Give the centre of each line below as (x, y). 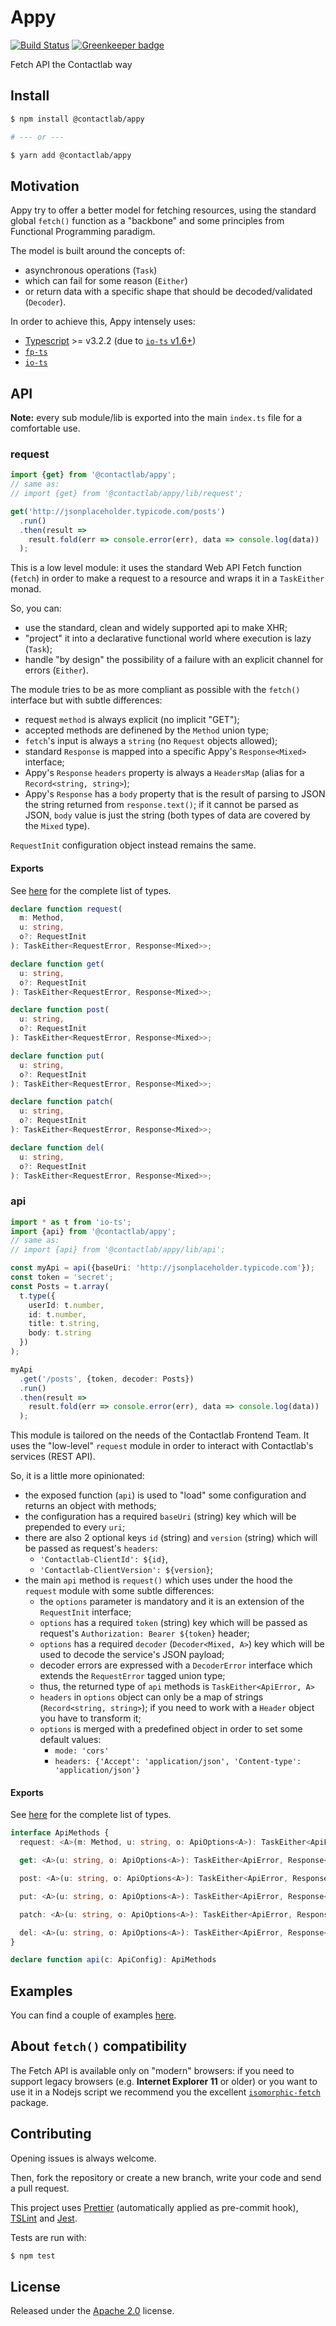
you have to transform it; (90, 1718)
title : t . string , (64, 1324)
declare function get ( (57, 964)
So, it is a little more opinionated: (77, 1476)
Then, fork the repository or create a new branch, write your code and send (166, 2177)
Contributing (51, 2134)
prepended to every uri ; (75, 1527)
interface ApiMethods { (60, 1833)
